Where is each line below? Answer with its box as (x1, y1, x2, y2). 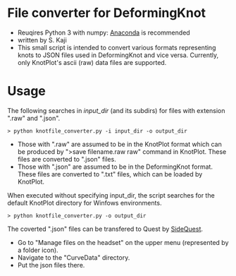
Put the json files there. (17, 260, 85, 269)
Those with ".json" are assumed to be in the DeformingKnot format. (17, 162, 213, 171)
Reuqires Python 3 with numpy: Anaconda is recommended (17, 28, 190, 37)
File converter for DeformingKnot (7, 5, 206, 21)
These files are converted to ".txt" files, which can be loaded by (17, 169, 203, 178)
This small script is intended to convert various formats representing (17, 43, 216, 52)
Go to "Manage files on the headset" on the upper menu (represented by (17, 238, 229, 246)
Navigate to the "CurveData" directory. (17, 253, 130, 262)
